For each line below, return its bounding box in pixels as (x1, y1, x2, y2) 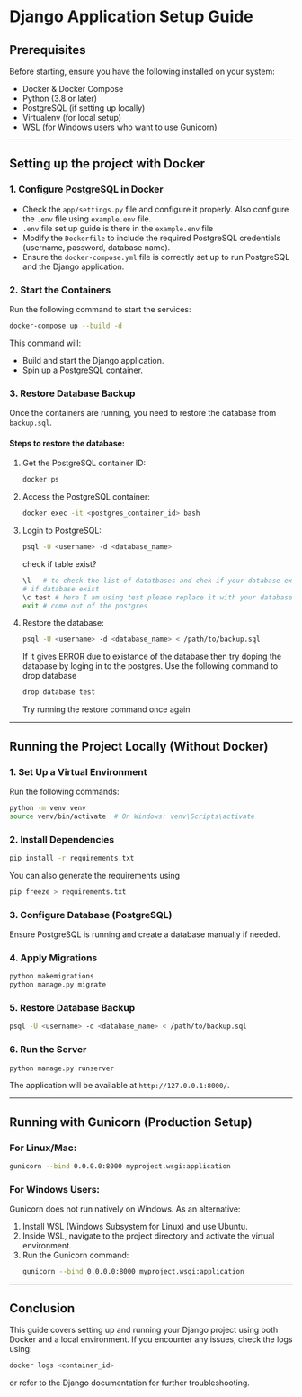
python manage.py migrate (9, 980, 106, 989)
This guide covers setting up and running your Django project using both (9, 1324, 279, 1335)
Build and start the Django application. (22, 355, 164, 365)
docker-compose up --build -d (9, 321, 123, 330)
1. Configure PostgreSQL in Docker (9, 183, 164, 195)
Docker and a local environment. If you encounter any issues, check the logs (9, 1334, 293, 1345)
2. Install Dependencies (9, 833, 115, 845)
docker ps (22, 475, 60, 484)
